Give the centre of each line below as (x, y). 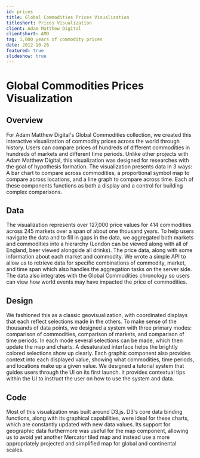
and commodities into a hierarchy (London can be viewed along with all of (97, 244)
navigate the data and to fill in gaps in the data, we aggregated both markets (100, 238)
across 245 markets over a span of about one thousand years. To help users (100, 231)
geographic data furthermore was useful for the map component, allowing (97, 431)
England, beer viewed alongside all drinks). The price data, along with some (99, 250)
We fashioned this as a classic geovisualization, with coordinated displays (97, 315)
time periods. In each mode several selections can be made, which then (95, 340)
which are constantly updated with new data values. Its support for (88, 425)
